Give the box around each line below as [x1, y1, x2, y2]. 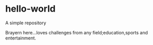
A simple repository [5, 20, 46, 26]
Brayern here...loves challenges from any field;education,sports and [5, 29, 148, 35]
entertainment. [5, 35, 37, 41]
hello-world [5, 3, 56, 15]
